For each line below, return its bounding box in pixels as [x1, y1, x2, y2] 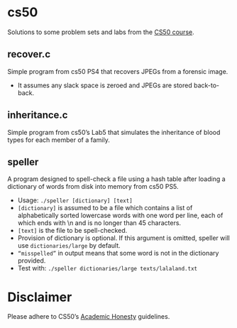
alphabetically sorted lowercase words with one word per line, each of [17, 211, 224, 220]
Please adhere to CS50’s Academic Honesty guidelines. [7, 312, 170, 321]
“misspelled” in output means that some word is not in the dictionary [17, 249, 219, 258]
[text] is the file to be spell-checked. [17, 226, 128, 235]
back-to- [194, 81, 220, 89]
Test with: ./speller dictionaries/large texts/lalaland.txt [17, 264, 197, 273]
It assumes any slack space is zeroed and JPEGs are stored [17, 81, 193, 89]
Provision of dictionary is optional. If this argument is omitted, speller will [17, 234, 231, 242]
